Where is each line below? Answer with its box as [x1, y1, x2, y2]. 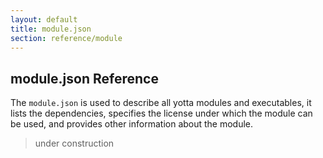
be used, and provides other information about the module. [10, 118, 254, 130]
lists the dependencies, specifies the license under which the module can [10, 107, 313, 120]
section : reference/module [10, 33, 123, 43]
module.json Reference [10, 70, 159, 87]
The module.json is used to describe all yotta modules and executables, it [10, 97, 312, 109]
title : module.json [10, 24, 92, 34]
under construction [34, 137, 115, 150]
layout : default [10, 14, 78, 25]
